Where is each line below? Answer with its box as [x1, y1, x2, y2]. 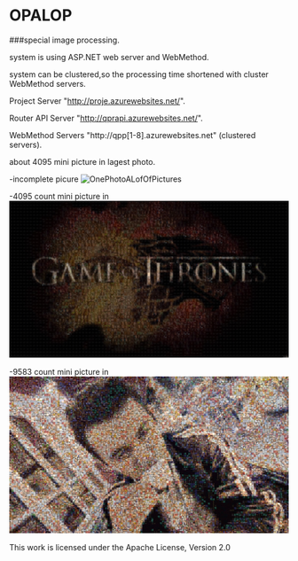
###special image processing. [9, 35, 120, 45]
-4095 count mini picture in [9, 191, 109, 201]
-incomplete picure [9, 174, 79, 184]
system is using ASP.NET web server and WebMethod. [9, 51, 210, 62]
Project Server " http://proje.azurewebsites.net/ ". [9, 95, 186, 106]
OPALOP [9, 5, 73, 26]
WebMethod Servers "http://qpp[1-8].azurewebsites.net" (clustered [9, 129, 256, 140]
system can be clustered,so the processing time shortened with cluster [9, 68, 269, 80]
